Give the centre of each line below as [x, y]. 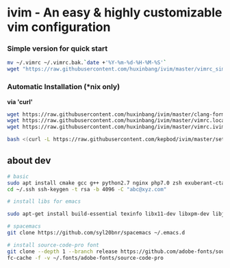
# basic [18, 176]
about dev [29, 161]
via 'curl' [20, 101]
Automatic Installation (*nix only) [64, 87]
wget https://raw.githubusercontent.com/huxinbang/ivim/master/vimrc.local [117, 121]
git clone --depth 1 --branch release [62, 252]
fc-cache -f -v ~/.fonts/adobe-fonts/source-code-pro [86, 258]
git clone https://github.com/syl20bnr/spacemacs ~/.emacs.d [96, 233]
